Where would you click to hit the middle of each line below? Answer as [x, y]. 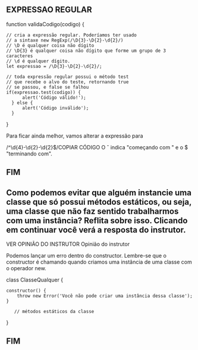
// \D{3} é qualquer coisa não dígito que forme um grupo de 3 [86, 51]
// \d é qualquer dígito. [38, 61]
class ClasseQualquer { [35, 280]
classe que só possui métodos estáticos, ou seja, [99, 202]
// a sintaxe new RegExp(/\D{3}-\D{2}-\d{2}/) [65, 40]
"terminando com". [29, 154]
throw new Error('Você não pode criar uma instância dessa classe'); [105, 296]
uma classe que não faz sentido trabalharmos [92, 211]
